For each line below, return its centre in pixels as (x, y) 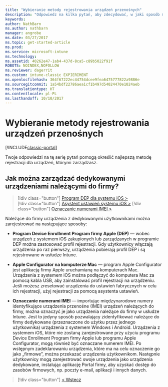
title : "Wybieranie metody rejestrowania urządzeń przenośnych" (73, 10)
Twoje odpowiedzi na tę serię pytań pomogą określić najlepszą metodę (78, 157)
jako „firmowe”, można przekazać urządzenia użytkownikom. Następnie (86, 354)
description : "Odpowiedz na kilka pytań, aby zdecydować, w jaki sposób (82, 15)
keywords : (15, 19)
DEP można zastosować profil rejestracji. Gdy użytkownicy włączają (82, 244)
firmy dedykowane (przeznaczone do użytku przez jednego (74, 322)
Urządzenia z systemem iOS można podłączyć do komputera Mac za (83, 275)
